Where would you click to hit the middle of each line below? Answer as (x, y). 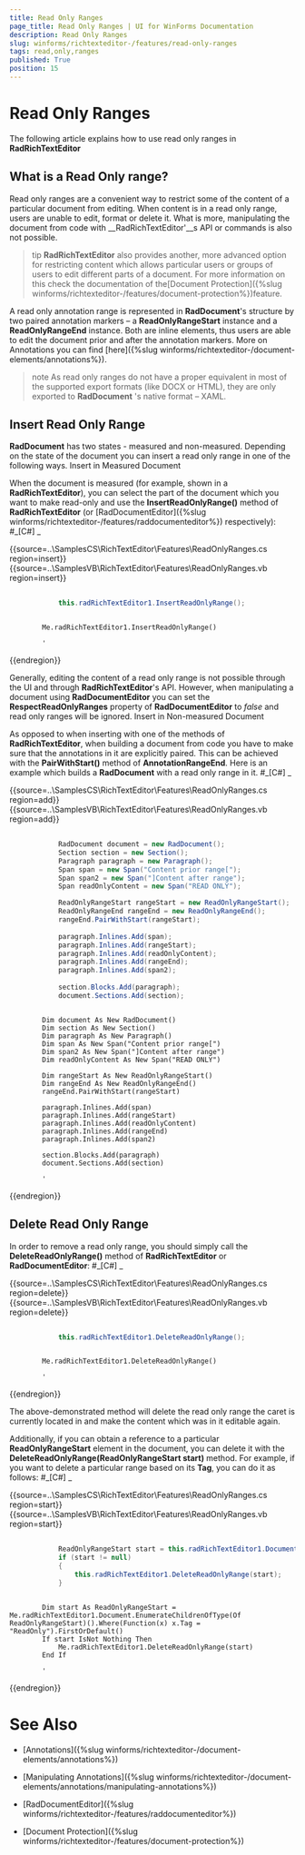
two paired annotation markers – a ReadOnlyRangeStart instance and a (143, 321)
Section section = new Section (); (123, 853)
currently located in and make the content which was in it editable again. (145, 1421)
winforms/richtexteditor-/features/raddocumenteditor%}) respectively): (143, 522)
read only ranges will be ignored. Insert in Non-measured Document (137, 716)
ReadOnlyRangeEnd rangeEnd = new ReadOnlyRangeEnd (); (162, 912)
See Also (44, 1724)
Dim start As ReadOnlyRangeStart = (109, 1607)
